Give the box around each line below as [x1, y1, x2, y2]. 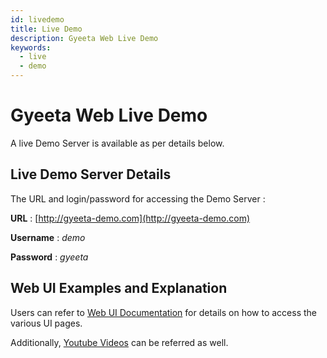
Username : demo [10, 231, 86, 243]
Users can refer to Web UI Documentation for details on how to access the [10, 306, 318, 318]
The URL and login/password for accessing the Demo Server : [10, 192, 266, 205]
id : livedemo [10, 14, 65, 25]
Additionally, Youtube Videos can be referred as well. [10, 336, 229, 348]
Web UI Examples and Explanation [10, 280, 228, 297]
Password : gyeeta [10, 251, 89, 263]
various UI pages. [10, 317, 83, 329]
